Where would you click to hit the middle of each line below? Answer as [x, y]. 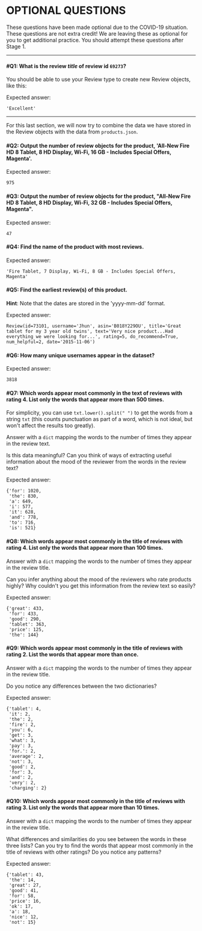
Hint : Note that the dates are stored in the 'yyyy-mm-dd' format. [86, 303]
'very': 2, [22, 783]
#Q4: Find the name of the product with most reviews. [75, 247]
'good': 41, [24, 891]
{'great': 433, [25, 608]
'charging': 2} [28, 788]
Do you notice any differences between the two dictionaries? [82, 686]
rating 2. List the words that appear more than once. [72, 655]
